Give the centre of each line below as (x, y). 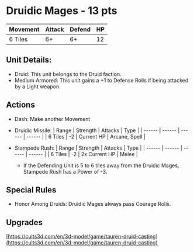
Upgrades (24, 222)
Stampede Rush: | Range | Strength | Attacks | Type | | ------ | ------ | (98, 148)
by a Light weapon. (38, 87)
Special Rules (31, 190)
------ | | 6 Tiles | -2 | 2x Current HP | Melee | (84, 154)
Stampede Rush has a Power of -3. (65, 171)
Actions (20, 105)
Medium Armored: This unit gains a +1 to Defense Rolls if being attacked (101, 80)
